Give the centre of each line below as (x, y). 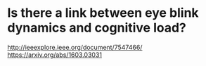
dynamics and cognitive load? (97, 28)
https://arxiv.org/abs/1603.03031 (54, 55)
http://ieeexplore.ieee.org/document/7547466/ (75, 47)
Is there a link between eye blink (103, 13)
